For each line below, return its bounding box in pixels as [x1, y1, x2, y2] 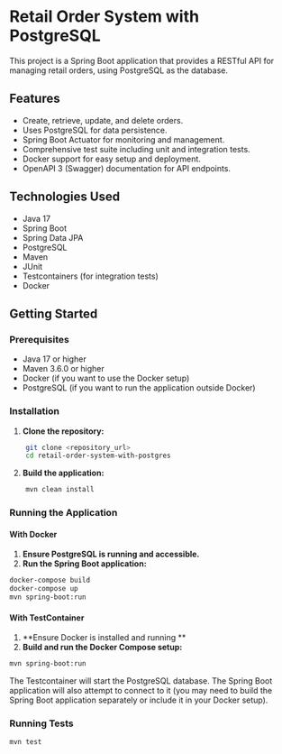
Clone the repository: [22, 426, 105, 437]
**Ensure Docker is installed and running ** [22, 632, 186, 643]
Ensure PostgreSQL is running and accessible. [22, 548, 200, 560]
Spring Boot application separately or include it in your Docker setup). [9, 694, 268, 705]
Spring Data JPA [22, 232, 84, 243]
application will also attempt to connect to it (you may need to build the [9, 685, 273, 695]
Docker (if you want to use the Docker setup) [22, 372, 190, 384]
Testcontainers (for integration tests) [22, 271, 159, 281]
